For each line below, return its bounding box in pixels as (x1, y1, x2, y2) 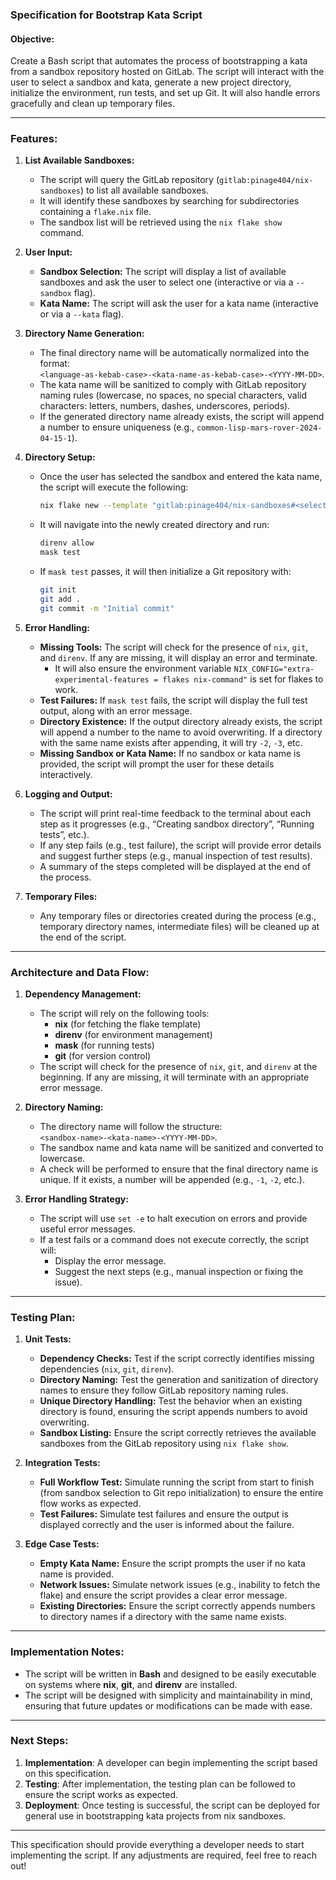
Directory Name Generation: (24, 328, 145, 340)
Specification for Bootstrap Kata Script (10, 8, 203, 22)
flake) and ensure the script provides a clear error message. (39, 1589, 288, 1602)
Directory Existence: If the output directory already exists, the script (39, 715, 323, 727)
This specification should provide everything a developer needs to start (10, 1838, 305, 1850)
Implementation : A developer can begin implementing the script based (24, 1756, 318, 1768)
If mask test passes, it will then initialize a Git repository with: (39, 566, 292, 578)
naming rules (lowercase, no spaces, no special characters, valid (39, 389, 308, 402)
